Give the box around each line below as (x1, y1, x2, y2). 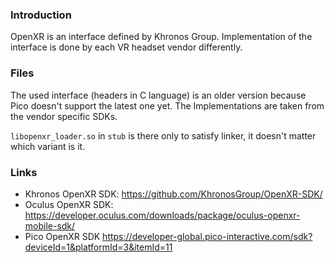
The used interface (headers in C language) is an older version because (10, 89, 307, 101)
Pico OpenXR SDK (24, 230, 101, 242)
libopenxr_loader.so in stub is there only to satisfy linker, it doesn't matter (10, 129, 317, 142)
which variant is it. (10, 140, 86, 152)
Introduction (10, 8, 72, 22)
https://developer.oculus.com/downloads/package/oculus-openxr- (24, 209, 301, 221)
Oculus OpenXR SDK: (24, 198, 114, 210)
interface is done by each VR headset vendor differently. (10, 41, 243, 53)
